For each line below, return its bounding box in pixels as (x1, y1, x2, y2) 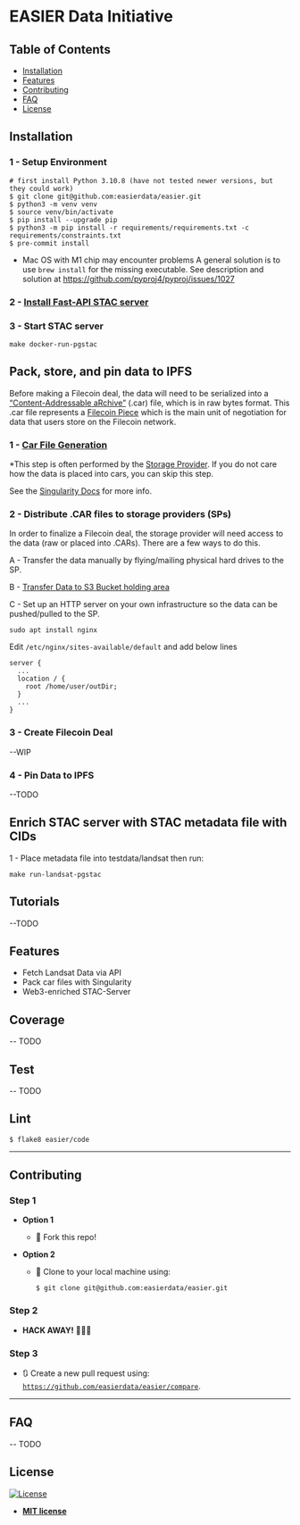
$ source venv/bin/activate (9, 207, 114, 216)
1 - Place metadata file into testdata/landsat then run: (9, 853, 204, 863)
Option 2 (21, 1249, 55, 1260)
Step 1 (9, 1195, 37, 1207)
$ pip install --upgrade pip (9, 215, 118, 224)
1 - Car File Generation (9, 438, 108, 451)
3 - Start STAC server (9, 320, 104, 332)
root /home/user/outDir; (25, 682, 118, 691)
